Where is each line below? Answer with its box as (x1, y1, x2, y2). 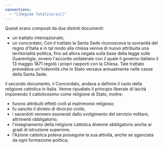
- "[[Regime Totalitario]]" (9, 12, 67, 17)
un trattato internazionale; (12, 35, 64, 41)
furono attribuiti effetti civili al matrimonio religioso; (12, 100, 115, 106)
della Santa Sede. (12, 71, 48, 77)
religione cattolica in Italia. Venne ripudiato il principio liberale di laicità (5, 86, 146, 92)
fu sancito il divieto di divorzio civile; (12, 106, 85, 112)
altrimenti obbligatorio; (12, 116, 58, 122)
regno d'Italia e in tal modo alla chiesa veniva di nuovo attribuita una (12, 45, 149, 51)
